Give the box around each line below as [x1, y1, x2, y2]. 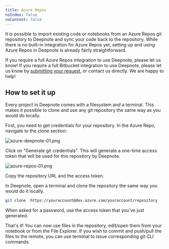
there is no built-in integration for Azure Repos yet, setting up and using [5, 42, 155, 48]
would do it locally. [5, 188, 45, 194]
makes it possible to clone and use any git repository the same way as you [5, 107, 161, 113]
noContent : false [5, 17, 42, 22]
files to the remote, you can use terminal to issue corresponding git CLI [5, 233, 154, 240]
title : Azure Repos [5, 7, 47, 13]
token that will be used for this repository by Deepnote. [5, 153, 120, 159]
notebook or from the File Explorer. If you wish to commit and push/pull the [5, 228, 162, 234]
